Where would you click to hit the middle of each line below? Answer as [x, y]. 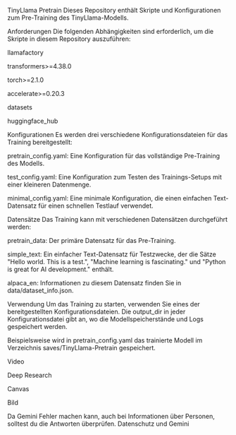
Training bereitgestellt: [40, 142]
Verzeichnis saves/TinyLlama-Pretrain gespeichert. [82, 348]
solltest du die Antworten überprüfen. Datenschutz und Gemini [98, 424]
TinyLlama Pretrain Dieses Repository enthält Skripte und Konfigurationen [114, 10]
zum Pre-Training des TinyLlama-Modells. [68, 18]
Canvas [18, 389]
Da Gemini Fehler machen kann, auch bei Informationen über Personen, [111, 416]
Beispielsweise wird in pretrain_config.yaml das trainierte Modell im [105, 340]
